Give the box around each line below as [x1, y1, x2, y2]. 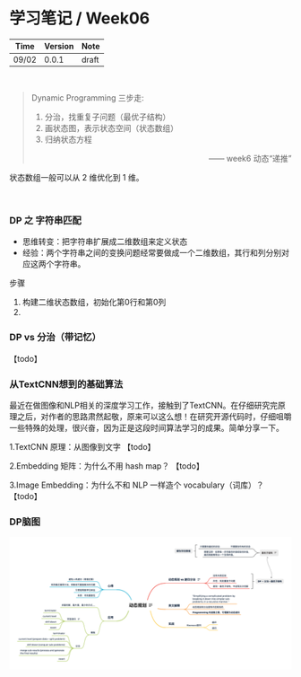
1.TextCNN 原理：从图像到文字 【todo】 [9, 442, 156, 453]
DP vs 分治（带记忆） [9, 331, 101, 344]
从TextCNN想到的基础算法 [9, 378, 124, 391]
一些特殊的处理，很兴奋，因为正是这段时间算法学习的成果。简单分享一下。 [9, 423, 284, 434]
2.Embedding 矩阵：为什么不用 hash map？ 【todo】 [9, 461, 204, 471]
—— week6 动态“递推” [208, 154, 292, 164]
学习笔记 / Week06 [9, 8, 150, 29]
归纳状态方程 [44, 134, 92, 145]
